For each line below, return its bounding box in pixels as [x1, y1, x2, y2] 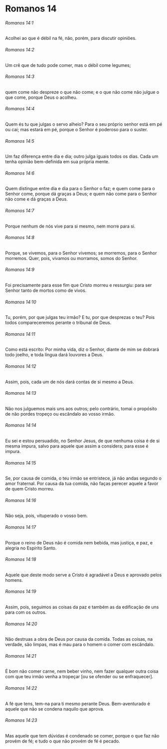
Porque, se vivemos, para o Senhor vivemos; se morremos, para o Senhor [5, 250, 157, 256]
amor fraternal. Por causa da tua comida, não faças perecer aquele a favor [5, 481, 159, 487]
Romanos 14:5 [5, 138, 35, 144]
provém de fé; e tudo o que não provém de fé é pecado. [5, 738, 121, 744]
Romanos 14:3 [5, 73, 35, 80]
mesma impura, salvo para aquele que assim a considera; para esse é [5, 443, 149, 449]
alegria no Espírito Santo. [5, 545, 57, 551]
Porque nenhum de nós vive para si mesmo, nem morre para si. [5, 223, 136, 229]
